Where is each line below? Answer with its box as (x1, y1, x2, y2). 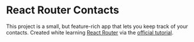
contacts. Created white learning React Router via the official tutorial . (6, 29, 174, 36)
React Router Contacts (6, 3, 120, 17)
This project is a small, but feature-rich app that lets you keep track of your (6, 23, 188, 30)
